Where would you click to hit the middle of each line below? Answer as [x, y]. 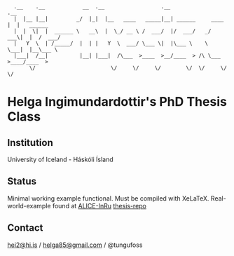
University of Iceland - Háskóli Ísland [60, 159]
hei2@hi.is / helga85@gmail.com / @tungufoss [75, 245]
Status [22, 181]
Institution [30, 143]
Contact [25, 228]
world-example [29, 206]
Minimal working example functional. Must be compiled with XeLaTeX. [108, 198]
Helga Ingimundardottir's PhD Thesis [117, 102]
